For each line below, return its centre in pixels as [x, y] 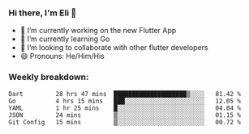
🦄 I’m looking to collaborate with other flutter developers [114, 48]
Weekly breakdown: [49, 77]
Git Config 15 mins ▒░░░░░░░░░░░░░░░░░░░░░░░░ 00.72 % [125, 122]
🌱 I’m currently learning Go [65, 39]
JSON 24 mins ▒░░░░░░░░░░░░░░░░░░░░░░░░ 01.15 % [125, 115]
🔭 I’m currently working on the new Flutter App [98, 31]
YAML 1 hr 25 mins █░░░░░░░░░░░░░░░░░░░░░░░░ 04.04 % [125, 108]
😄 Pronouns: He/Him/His [62, 57]
